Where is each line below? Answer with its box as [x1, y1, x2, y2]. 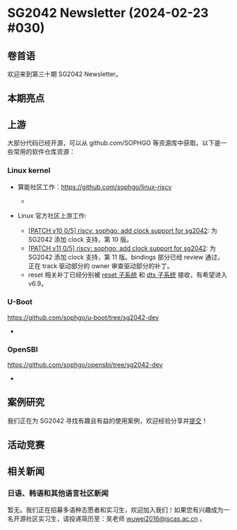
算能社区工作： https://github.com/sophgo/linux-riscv [17, 182, 172, 191]
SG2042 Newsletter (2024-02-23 [7, 5, 209, 21]
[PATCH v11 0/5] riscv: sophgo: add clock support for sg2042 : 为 [28, 243, 217, 252]
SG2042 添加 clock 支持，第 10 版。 [28, 235, 133, 243]
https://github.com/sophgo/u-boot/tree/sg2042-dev [7, 313, 159, 322]
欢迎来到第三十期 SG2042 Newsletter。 [7, 70, 122, 78]
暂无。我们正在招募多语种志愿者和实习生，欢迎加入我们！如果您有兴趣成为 [7, 505, 224, 514]
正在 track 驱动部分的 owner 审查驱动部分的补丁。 [28, 261, 174, 270]
